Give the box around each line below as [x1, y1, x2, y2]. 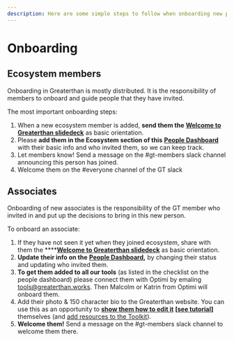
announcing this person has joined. [17, 158, 118, 166]
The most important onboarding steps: [7, 107, 118, 116]
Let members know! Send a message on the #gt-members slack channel [17, 151, 226, 159]
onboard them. [17, 290, 61, 298]
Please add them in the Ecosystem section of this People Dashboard [17, 135, 219, 144]
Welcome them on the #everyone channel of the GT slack [17, 165, 183, 174]
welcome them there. [17, 327, 79, 335]
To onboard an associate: [7, 225, 80, 234]
